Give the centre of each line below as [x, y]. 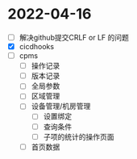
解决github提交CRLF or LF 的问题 [74, 37]
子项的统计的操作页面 [79, 136]
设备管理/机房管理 [61, 107]
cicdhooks [36, 46]
